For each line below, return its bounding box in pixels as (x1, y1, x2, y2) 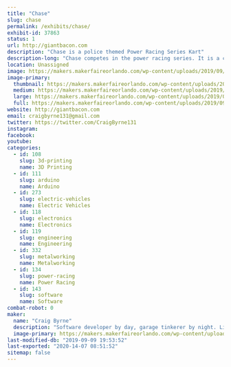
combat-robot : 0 (7, 304, 54, 312)
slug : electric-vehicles (19, 196, 91, 203)
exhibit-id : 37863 (7, 29, 60, 36)
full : (13, 100, 30, 107)
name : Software (19, 298, 63, 305)
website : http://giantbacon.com (7, 106, 100, 113)
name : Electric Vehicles (19, 202, 91, 209)
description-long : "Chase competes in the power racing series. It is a (7, 55, 220, 62)
